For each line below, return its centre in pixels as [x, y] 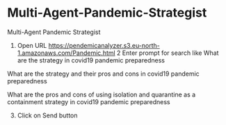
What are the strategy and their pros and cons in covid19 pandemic [103, 74]
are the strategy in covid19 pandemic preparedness [91, 60]
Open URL [32, 45]
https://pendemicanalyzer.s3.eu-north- [104, 45]
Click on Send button [47, 115]
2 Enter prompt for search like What [168, 53]
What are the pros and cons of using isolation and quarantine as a [102, 94]
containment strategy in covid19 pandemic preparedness [89, 101]
